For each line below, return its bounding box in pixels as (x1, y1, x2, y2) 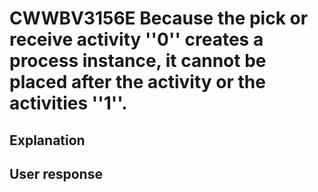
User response (9, 165, 103, 182)
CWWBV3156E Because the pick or (9, 7, 309, 30)
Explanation (9, 132, 86, 149)
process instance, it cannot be (9, 50, 267, 72)
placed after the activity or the (9, 71, 266, 94)
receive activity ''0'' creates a (9, 28, 264, 51)
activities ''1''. (9, 92, 128, 115)
